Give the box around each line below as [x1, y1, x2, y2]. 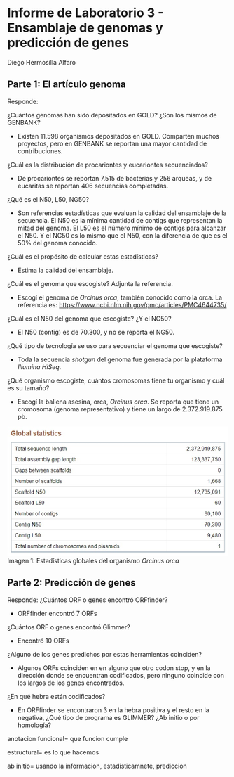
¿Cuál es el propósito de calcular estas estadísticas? [7, 252, 159, 261]
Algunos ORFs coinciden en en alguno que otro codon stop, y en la [17, 663, 211, 672]
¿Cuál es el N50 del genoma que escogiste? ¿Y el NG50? [7, 314, 172, 323]
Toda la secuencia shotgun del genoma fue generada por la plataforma [17, 355, 223, 364]
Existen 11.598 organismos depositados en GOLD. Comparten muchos [17, 131, 219, 140]
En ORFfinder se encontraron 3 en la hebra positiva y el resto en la [17, 705, 209, 714]
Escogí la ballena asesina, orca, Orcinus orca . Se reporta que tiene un [17, 397, 219, 406]
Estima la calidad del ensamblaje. [17, 266, 113, 274]
